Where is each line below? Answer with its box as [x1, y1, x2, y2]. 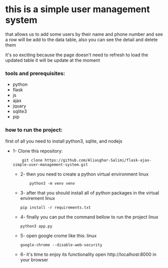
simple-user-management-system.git [12, 162, 88, 167]
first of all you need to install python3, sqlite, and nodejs [5, 138, 123, 144]
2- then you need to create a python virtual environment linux [20, 171, 149, 177]
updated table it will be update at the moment [5, 57, 100, 63]
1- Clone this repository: [12, 148, 63, 154]
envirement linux [20, 195, 55, 201]
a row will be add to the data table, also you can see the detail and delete [5, 37, 158, 43]
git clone [22, 157, 43, 163]
